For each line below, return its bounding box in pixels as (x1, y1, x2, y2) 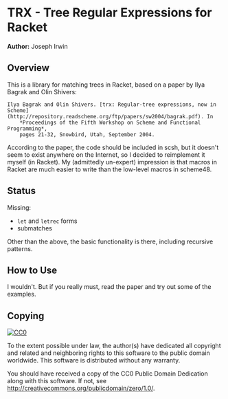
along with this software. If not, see (7, 377, 107, 385)
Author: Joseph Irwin (7, 42, 68, 50)
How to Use (7, 264, 58, 276)
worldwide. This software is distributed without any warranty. (7, 356, 181, 365)
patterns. (7, 244, 33, 252)
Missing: (7, 203, 32, 211)
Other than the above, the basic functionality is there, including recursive (7, 237, 214, 246)
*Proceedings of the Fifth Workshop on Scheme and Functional (19, 119, 201, 126)
